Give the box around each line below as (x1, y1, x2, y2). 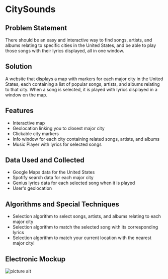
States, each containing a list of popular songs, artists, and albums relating (5, 81, 160, 87)
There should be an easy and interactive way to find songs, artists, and (5, 37, 152, 43)
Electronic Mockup (5, 255, 66, 263)
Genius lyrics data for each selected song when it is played (12, 180, 135, 186)
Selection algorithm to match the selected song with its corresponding (12, 224, 158, 230)
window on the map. (5, 92, 48, 98)
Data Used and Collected (5, 156, 85, 164)
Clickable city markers (12, 130, 59, 137)
